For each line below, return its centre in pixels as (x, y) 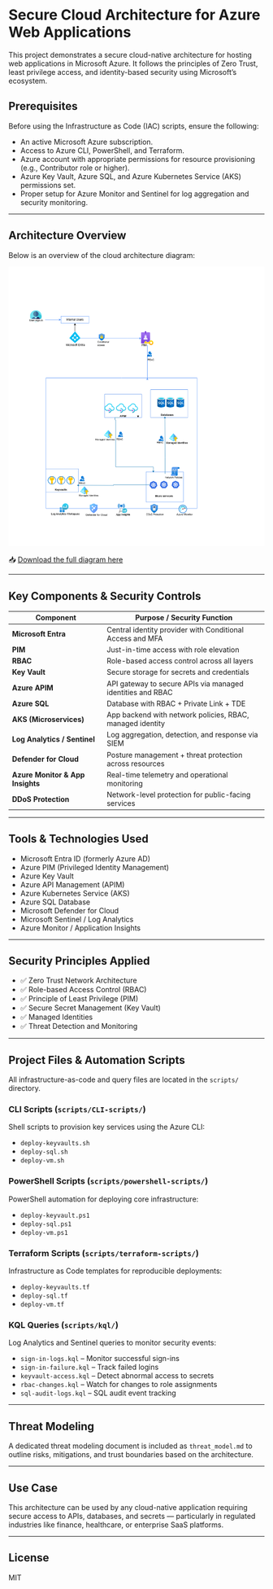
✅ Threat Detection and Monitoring (79, 1027)
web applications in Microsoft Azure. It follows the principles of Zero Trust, (133, 63)
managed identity (136, 724)
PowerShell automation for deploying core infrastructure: (104, 1199)
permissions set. (48, 185)
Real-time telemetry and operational (167, 774)
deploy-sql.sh (44, 1152)
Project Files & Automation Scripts (97, 1060)
